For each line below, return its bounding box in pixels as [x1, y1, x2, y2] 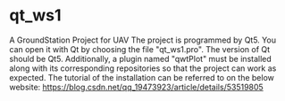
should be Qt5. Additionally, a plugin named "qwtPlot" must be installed [9, 53, 272, 64]
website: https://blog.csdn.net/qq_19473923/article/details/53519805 [9, 82, 264, 92]
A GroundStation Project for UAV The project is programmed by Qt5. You [9, 35, 277, 45]
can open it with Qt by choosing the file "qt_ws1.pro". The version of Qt [9, 43, 271, 54]
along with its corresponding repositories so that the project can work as [9, 63, 277, 74]
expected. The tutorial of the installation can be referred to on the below [9, 72, 274, 82]
